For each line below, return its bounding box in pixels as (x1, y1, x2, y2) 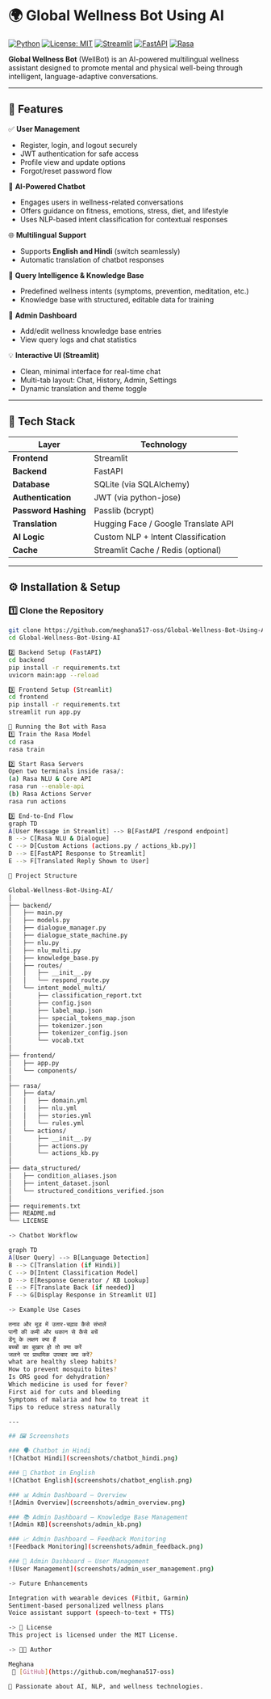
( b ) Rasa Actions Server (8, 790, 92, 798)
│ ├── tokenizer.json (8, 1022, 103, 1030)
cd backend (8, 656, 45, 664)
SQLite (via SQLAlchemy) (94, 479, 190, 490)
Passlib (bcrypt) (94, 504, 155, 516)
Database (12, 479, 51, 490)
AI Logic (12, 531, 45, 542)
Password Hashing (12, 504, 86, 516)
